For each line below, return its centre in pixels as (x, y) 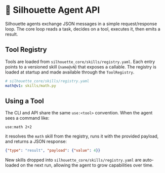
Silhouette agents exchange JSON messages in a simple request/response (81, 24)
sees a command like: (27, 118)
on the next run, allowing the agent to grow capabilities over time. (87, 165)
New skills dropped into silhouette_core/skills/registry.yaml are (73, 160)
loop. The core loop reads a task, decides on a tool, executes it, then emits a (83, 29)
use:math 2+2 (19, 127)
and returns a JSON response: (36, 141)
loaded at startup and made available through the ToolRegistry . (70, 72)
